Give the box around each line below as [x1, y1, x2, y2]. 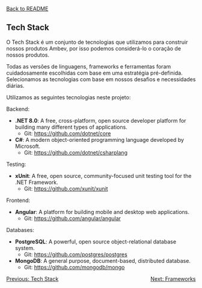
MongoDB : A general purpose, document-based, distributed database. [14, 257, 191, 264]
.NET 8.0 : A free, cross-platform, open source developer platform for [14, 117, 186, 124]
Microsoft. [14, 142, 41, 150]
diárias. [6, 82, 25, 89]
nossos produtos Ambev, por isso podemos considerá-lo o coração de [6, 44, 182, 52]
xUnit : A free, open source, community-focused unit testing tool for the [14, 172, 192, 179]
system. [14, 244, 35, 251]
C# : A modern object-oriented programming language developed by [14, 136, 185, 143]
